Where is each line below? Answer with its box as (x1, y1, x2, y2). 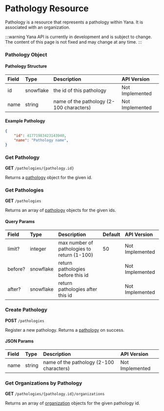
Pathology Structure (5, 63, 47, 69)
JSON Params (5, 338, 34, 344)
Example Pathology (5, 118, 45, 124)
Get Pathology (5, 154, 40, 160)
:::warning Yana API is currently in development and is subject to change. (5, 34, 152, 40)
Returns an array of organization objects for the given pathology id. (5, 400, 140, 406)
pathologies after (58, 286, 98, 293)
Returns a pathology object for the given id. (5, 175, 93, 181)
